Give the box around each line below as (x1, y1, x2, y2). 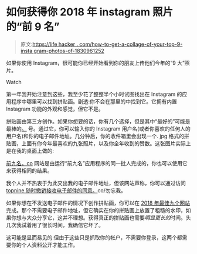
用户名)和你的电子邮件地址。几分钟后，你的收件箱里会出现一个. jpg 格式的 (6, 132, 185, 139)
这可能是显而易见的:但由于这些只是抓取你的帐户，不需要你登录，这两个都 (6, 233, 183, 241)
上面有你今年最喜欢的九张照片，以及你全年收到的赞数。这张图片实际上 (21, 139, 191, 147)
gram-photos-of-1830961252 (33, 47, 104, 54)
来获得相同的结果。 (6, 167, 53, 174)
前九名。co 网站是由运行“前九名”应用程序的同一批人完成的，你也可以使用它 (6, 159, 188, 166)
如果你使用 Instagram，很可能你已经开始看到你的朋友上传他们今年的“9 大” (6, 59, 185, 66)
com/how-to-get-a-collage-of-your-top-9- (79, 41, 183, 48)
